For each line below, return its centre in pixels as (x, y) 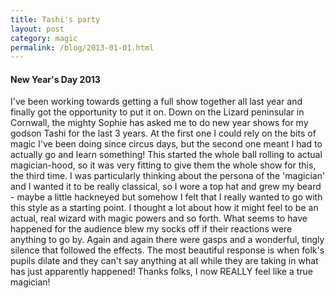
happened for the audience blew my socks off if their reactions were (151, 229)
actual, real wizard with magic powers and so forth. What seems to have (159, 218)
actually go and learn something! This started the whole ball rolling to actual (166, 155)
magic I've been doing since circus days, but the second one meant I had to (166, 144)
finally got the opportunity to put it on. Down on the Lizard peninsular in (157, 112)
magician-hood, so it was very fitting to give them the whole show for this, (163, 165)
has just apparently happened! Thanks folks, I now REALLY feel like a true (161, 272)
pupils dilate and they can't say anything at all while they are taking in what (164, 261)
